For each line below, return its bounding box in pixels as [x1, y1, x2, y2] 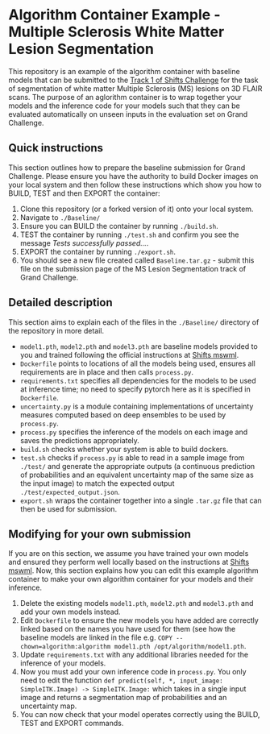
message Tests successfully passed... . [19, 238, 149, 247]
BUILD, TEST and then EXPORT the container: [8, 188, 160, 198]
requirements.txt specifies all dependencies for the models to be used [19, 375, 256, 385]
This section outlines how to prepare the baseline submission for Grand [8, 163, 246, 172]
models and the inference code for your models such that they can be [8, 101, 240, 110]
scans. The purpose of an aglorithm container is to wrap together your [8, 92, 243, 102]
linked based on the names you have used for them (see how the [19, 624, 236, 634]
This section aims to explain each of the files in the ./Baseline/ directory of [8, 317, 260, 327]
